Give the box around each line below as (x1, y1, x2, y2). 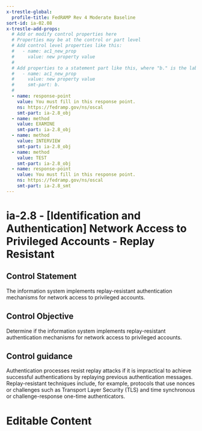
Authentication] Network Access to (6, 222, 187, 235)
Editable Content (6, 414, 92, 427)
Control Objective (6, 311, 74, 322)
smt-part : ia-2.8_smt (17, 183, 71, 189)
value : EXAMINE (17, 121, 55, 127)
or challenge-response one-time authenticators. (6, 393, 125, 400)
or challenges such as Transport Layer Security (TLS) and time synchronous (6, 386, 195, 394)
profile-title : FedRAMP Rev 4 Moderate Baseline (11, 14, 136, 21)
